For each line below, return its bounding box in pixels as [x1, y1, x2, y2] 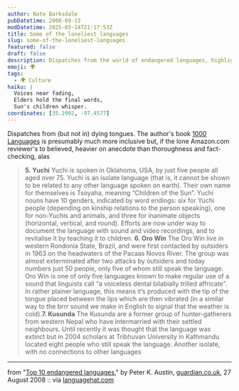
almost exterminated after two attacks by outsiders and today [24, 256, 205, 265]
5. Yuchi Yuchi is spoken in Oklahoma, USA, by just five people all [24, 165, 218, 174]
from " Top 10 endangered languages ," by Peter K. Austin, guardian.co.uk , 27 [7, 367, 231, 376]
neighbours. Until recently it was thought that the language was [24, 325, 211, 333]
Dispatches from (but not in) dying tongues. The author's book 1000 [7, 129, 207, 137]
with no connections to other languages [24, 347, 142, 356]
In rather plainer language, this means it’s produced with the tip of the [24, 286, 229, 296]
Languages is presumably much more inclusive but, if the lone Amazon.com [7, 137, 230, 145]
